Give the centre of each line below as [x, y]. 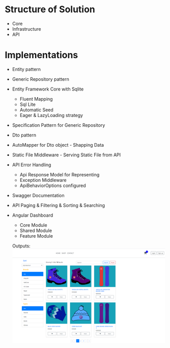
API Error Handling [32, 165]
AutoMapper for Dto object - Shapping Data [58, 145]
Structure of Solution [50, 9]
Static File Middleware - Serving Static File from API [66, 155]
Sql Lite [28, 104]
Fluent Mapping [36, 99]
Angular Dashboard [33, 215]
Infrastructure [26, 29]
